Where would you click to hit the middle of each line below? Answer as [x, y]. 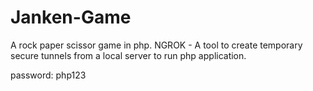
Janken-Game [71, 17]
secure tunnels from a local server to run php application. [128, 55]
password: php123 [48, 75]
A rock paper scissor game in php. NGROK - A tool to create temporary [156, 45]
